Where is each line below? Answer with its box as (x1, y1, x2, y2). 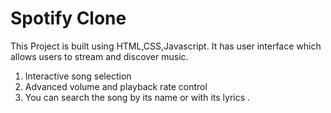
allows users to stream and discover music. (10, 50, 189, 62)
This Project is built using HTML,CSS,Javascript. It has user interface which (10, 40, 322, 52)
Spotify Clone (10, 7, 127, 30)
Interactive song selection (24, 70, 132, 82)
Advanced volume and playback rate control (24, 80, 208, 92)
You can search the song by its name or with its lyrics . (24, 91, 251, 103)
